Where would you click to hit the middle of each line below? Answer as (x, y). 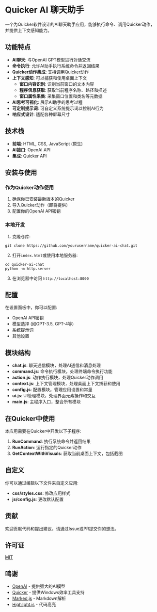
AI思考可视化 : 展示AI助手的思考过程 (47, 102)
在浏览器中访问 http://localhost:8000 (50, 278)
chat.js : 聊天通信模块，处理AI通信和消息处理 (56, 365)
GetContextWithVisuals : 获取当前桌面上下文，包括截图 (67, 453)
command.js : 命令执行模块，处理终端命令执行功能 (62, 371)
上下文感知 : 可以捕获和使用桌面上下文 (49, 78)
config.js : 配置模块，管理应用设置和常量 (52, 390)
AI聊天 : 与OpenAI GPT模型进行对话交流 (51, 60)
